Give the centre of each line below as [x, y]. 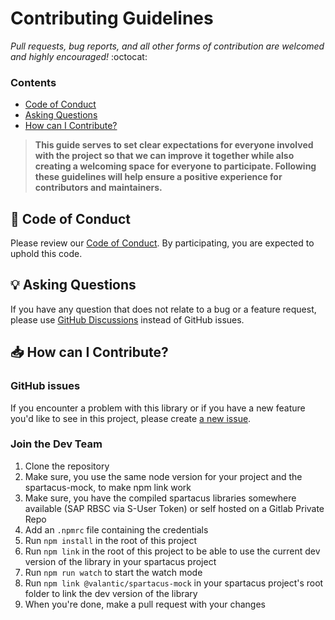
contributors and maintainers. [98, 188]
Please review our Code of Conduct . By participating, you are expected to [162, 243]
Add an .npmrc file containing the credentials [116, 529]
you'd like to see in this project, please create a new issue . [131, 418]
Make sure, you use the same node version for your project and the [163, 476]
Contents [33, 82]
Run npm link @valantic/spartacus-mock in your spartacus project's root [174, 583]
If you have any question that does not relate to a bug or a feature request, [163, 309]
